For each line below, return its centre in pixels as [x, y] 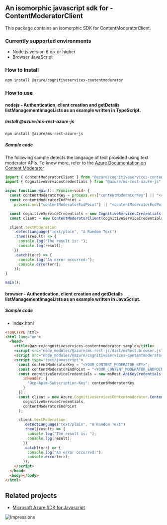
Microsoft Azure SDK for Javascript [49, 508]
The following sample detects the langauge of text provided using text [77, 157]
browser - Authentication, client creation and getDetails [64, 294]
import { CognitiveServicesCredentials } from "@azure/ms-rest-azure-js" [83, 182]
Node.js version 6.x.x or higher [44, 52]
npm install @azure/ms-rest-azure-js [44, 133]
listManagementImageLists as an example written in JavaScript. [73, 299]
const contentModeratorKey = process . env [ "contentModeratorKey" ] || [82, 196]
